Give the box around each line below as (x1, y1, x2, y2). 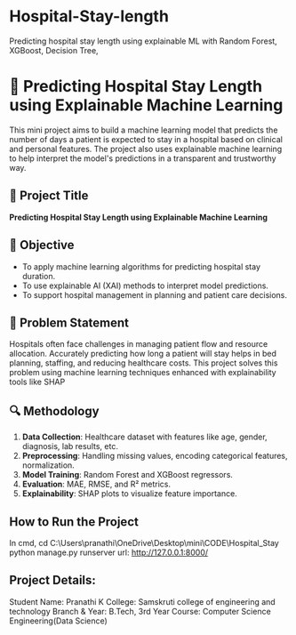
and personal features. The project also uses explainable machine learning (9, 143, 283, 154)
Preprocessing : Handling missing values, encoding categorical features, (21, 451, 288, 462)
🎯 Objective (9, 237, 75, 253)
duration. (21, 270, 56, 281)
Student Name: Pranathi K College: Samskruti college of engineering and (9, 596, 276, 607)
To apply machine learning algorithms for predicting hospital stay (21, 261, 260, 272)
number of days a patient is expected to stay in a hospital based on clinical (9, 133, 283, 144)
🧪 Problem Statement (9, 315, 130, 330)
